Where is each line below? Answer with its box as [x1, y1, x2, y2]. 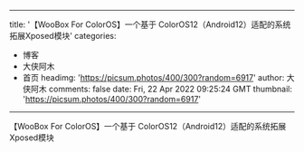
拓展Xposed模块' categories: [9, 31, 117, 41]
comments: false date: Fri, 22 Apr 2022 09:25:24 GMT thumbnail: [48, 83, 292, 94]
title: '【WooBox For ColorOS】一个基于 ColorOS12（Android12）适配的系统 [9, 19, 291, 30]
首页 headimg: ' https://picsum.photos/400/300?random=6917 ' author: [22, 72, 285, 82]
